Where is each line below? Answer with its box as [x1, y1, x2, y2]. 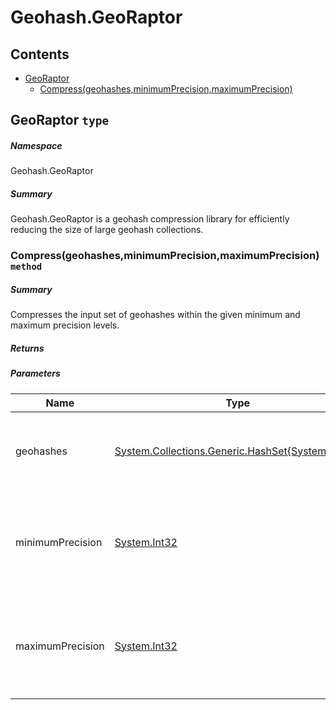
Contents [10, 46, 70, 63]
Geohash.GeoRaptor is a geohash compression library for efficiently [10, 213, 290, 225]
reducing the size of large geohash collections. [10, 224, 204, 236]
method [10, 261, 43, 273]
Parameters [10, 367, 61, 380]
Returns [10, 342, 45, 354]
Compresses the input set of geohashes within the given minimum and [10, 309, 301, 321]
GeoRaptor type [10, 112, 110, 129]
